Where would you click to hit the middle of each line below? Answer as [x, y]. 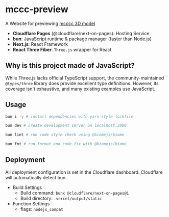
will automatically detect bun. [36, 177]
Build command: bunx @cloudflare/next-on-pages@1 [75, 193]
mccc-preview [37, 9]
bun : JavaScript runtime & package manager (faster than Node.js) [82, 39]
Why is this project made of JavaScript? [70, 65]
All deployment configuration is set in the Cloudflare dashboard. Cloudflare [84, 172]
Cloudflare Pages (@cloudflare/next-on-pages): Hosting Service [81, 33]
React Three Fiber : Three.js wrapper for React [62, 49]
